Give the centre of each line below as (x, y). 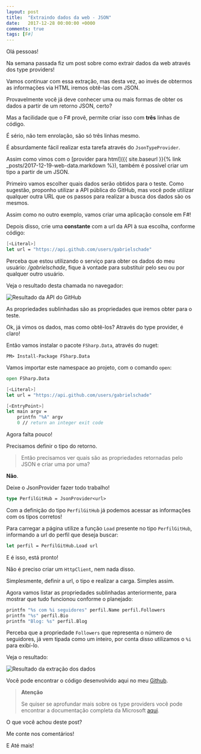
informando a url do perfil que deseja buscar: (62, 535)
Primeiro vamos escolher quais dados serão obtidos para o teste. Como (95, 184)
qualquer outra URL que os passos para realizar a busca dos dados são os (99, 196)
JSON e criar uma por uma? (55, 464)
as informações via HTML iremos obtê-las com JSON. (73, 88)
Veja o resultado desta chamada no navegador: (65, 285)
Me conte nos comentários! (40, 734)
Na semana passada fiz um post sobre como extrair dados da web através (98, 63)
